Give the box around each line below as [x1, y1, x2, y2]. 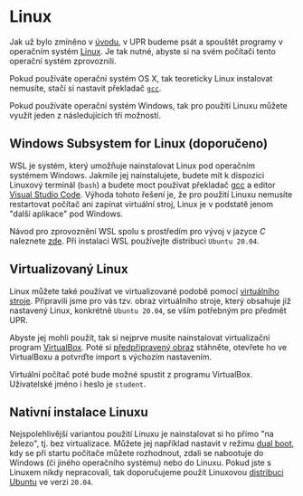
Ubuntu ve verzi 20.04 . [9, 477, 93, 488]
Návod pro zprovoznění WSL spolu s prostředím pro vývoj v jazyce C [9, 225, 266, 236]
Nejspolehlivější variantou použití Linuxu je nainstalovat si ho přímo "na [9, 428, 274, 440]
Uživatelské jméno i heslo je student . [9, 378, 147, 389]
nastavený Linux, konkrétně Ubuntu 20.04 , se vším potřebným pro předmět [9, 305, 287, 316]
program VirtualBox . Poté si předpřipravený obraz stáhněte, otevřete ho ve [9, 341, 288, 352]
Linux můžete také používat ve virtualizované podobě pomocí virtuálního [9, 285, 280, 296]
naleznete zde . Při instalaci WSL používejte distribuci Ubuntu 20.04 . [9, 235, 260, 246]
